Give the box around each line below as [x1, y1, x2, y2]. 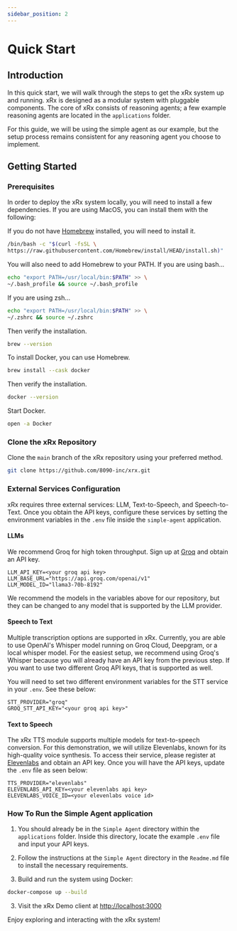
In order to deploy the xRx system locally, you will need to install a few [7, 198, 213, 206]
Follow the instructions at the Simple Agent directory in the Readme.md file [17, 853, 229, 862]
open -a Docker [7, 421, 53, 428]
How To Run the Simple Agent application [7, 809, 153, 819]
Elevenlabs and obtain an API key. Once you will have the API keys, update [7, 759, 225, 767]
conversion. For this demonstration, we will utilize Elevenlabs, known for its [7, 743, 226, 752]
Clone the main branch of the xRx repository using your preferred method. [7, 453, 224, 462]
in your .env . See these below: [7, 685, 97, 693]
